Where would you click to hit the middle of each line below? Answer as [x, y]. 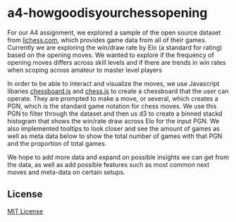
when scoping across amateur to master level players [85, 70]
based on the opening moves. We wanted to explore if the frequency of [111, 55]
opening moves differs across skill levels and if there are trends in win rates [117, 62]
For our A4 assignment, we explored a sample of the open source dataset [114, 32]
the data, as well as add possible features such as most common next [108, 164]
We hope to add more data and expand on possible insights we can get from [118, 157]
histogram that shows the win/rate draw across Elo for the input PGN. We [113, 121]
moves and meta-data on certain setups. [66, 172]
